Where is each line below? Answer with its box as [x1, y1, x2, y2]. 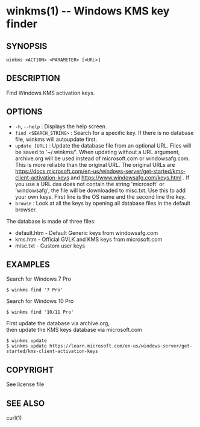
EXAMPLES [6, 260, 50, 270]
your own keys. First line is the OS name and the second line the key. [14, 193, 186, 200]
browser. [14, 206, 37, 213]
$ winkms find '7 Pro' [6, 287, 63, 293]
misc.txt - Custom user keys [14, 242, 86, 249]
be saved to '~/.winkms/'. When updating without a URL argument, [14, 148, 180, 155]
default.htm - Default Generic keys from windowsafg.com [14, 229, 158, 236]
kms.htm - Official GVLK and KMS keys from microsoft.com [14, 235, 163, 243]
